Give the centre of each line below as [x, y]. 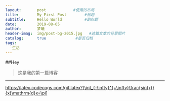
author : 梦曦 [25, 29]
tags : [11, 43]
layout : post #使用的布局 [50, 10]
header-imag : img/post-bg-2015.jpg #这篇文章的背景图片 [65, 33]
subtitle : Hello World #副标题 [52, 19]
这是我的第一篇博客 [38, 73]
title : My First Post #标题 [50, 15]
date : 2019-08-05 [32, 24]
